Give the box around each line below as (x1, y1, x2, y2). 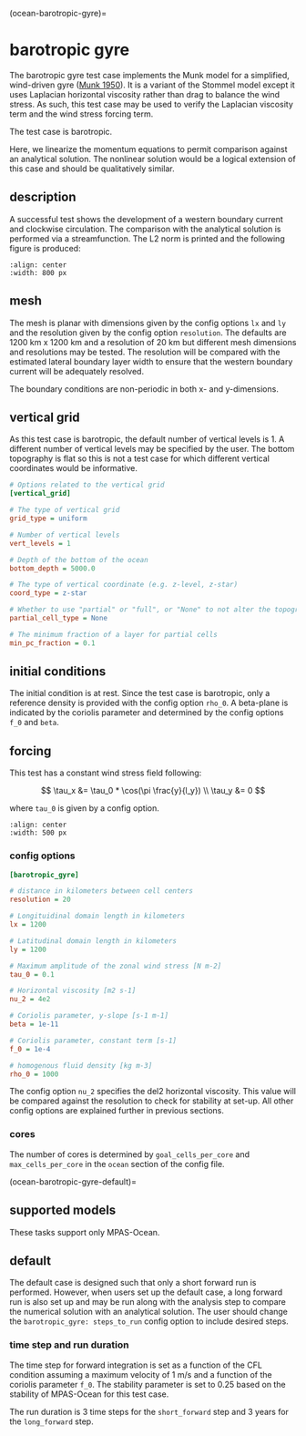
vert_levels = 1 (9, 538, 71, 548)
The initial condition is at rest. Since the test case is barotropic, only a (9, 688, 270, 699)
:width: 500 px (9, 828, 67, 837)
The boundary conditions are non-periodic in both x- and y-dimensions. (9, 383, 280, 395)
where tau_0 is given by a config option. (9, 803, 159, 814)
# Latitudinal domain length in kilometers (9, 936, 178, 946)
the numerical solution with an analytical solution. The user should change (9, 1307, 289, 1318)
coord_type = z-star (9, 589, 88, 598)
